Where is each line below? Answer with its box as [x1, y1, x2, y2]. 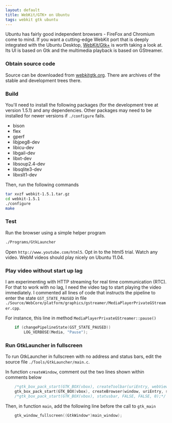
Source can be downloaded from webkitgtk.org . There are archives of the [5, 72, 161, 78]
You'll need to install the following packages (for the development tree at [5, 102, 159, 108]
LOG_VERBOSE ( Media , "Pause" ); [24, 329, 88, 335]
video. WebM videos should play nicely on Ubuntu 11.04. [5, 254, 124, 260]
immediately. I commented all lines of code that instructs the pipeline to [5, 289, 156, 295]
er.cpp [5, 306, 19, 311]
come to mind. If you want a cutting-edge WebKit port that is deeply [5, 36, 149, 43]
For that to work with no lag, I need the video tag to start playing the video [5, 284, 161, 290]
